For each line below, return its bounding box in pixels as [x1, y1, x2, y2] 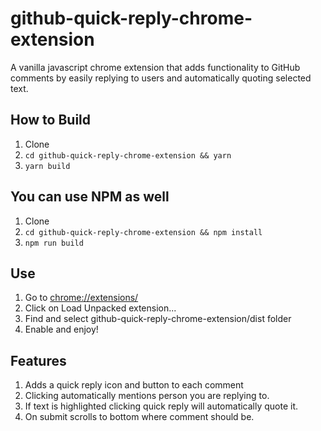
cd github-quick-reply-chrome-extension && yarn [24, 150, 232, 161]
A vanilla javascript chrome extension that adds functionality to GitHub [10, 61, 301, 73]
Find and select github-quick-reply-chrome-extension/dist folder [24, 313, 292, 325]
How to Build [10, 112, 92, 129]
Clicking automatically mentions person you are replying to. [24, 390, 270, 402]
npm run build [24, 238, 84, 248]
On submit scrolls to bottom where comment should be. [24, 411, 255, 423]
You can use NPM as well [10, 188, 170, 206]
